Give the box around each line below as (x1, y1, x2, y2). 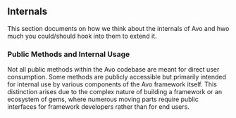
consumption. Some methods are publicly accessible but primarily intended (7, 73, 227, 81)
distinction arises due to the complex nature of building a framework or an (7, 88, 223, 96)
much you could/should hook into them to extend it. (7, 32, 157, 40)
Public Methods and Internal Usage (7, 49, 130, 59)
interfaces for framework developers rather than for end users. (7, 103, 190, 111)
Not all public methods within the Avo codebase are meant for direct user (7, 65, 220, 74)
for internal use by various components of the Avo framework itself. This (7, 80, 217, 88)
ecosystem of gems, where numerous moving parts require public (7, 95, 199, 104)
